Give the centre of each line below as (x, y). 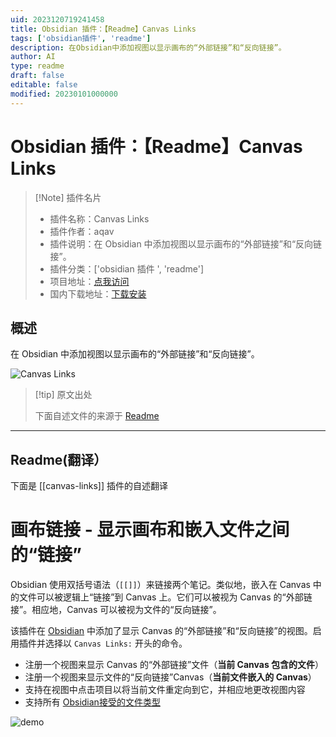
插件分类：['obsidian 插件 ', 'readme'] (127, 268)
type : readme (37, 66)
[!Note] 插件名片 (68, 197)
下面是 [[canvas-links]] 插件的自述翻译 (89, 486)
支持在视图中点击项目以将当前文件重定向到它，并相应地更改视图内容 (165, 690)
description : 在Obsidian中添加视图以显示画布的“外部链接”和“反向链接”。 (148, 47)
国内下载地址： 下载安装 (98, 293)
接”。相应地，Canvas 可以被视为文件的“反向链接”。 (116, 610)
